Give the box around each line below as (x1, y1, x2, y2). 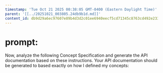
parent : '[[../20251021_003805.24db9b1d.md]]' (5, 12, 101, 16)
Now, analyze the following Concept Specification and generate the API (5, 52, 148, 58)
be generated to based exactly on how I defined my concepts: (5, 63, 130, 69)
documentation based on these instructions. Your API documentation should (5, 58, 158, 63)
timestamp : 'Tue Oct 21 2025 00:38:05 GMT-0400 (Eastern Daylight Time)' (5, 7, 158, 12)
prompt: (5, 36, 38, 48)
